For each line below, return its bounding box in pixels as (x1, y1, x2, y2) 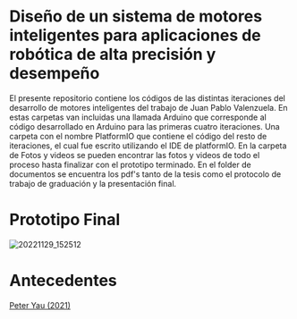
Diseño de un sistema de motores (9, 6, 262, 27)
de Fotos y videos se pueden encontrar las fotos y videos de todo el (9, 149, 260, 160)
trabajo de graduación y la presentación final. (9, 178, 177, 189)
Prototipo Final (9, 210, 121, 230)
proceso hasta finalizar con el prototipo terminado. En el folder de (9, 159, 252, 170)
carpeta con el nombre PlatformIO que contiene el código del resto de (9, 130, 267, 141)
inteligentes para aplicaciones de (9, 25, 261, 46)
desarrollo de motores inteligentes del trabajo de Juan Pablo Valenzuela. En (9, 102, 288, 113)
